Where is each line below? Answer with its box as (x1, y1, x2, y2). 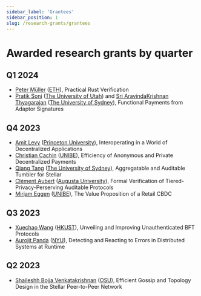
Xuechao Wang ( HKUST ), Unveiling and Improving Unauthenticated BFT (15, 224, 195, 231)
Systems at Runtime (15, 243, 65, 250)
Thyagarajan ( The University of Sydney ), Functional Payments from (15, 99, 183, 106)
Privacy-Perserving (15, 184, 64, 191)
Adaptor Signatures (15, 105, 64, 112)
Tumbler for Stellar (15, 171, 62, 178)
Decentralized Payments (15, 158, 77, 166)
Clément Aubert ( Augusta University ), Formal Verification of (15, 178, 165, 185)
